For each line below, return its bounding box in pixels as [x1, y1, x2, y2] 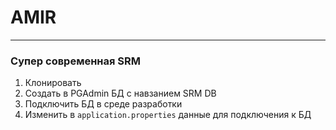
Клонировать [24, 77, 82, 89]
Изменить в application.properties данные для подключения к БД [24, 109, 312, 121]
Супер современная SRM [10, 54, 142, 68]
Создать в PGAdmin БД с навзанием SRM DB [24, 87, 217, 100]
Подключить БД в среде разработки [24, 98, 183, 110]
